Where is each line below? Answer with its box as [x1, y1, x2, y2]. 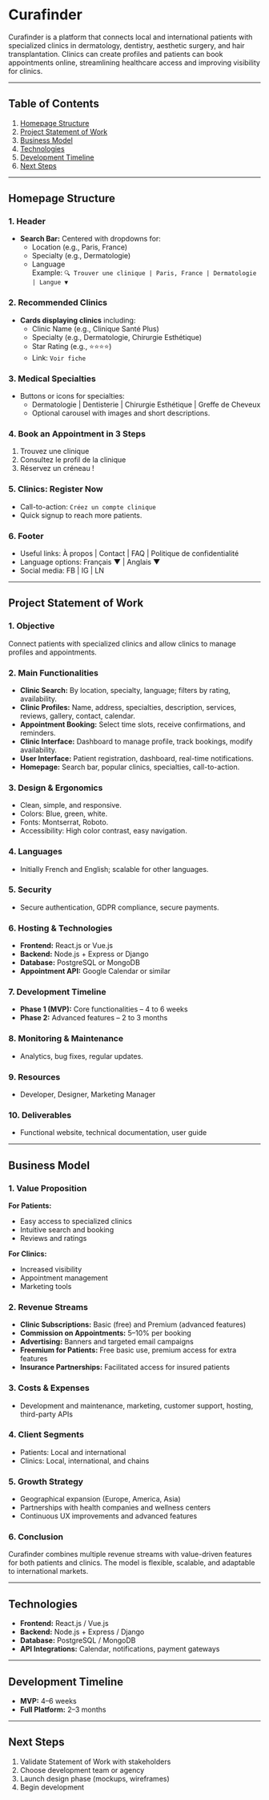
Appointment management [19, 1273, 108, 1283]
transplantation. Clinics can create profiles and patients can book [8, 49, 223, 59]
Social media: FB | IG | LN [19, 566, 105, 575]
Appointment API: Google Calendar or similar [19, 967, 171, 976]
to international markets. [8, 1567, 89, 1576]
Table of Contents [8, 97, 100, 111]
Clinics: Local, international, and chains [19, 1456, 150, 1466]
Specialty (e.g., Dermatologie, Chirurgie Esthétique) [31, 332, 203, 342]
